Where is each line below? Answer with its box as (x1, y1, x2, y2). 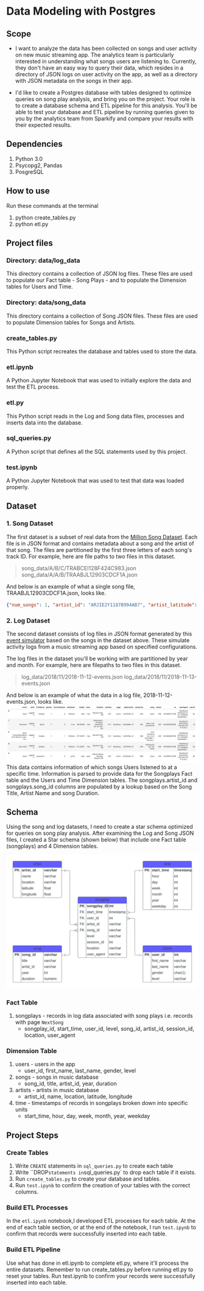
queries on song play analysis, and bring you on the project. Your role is (15, 96, 195, 102)
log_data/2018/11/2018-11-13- (124, 673, 197, 681)
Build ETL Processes (6, 1203, 68, 1212)
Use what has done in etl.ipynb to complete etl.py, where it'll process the (6, 1259, 189, 1267)
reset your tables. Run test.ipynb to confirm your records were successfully (6, 1272, 196, 1279)
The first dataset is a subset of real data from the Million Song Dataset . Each (6, 533, 198, 540)
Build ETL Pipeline (6, 1245, 61, 1254)
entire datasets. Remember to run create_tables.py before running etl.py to (6, 1265, 194, 1273)
